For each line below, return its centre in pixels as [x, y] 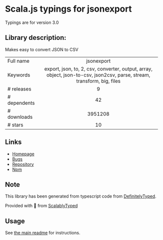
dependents [21, 103]
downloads [20, 117]
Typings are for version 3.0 [32, 22]
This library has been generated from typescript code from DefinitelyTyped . [81, 196]
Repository [23, 164]
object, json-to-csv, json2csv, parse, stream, [98, 75]
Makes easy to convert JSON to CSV [42, 49]
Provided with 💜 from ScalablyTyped [41, 206]
